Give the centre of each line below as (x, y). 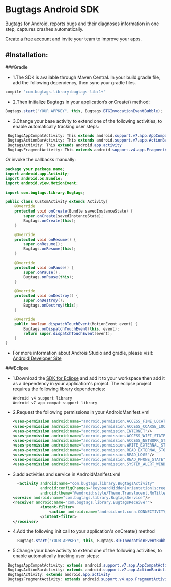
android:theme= (56, 493)
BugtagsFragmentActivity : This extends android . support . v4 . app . (77, 150)
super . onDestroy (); (44, 301)
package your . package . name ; (35, 169)
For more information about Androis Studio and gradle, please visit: (83, 353)
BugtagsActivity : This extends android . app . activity (65, 145)
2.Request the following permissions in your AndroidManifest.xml (81, 412)
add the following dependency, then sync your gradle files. (74, 82)
